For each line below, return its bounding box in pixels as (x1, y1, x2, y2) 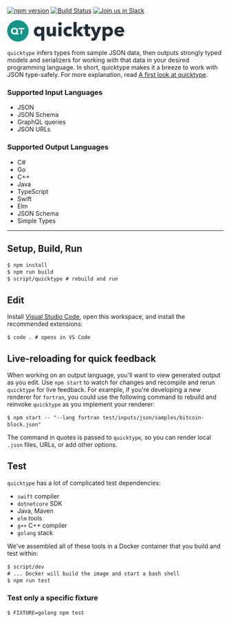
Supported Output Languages (7, 142, 109, 152)
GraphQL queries (16, 118, 67, 127)
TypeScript (16, 187, 49, 195)
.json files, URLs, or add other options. (7, 441, 118, 449)
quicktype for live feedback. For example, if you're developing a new (7, 386, 201, 394)
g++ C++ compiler (16, 521, 67, 529)
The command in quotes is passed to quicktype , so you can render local (7, 433, 212, 441)
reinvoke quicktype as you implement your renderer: (7, 400, 155, 408)
